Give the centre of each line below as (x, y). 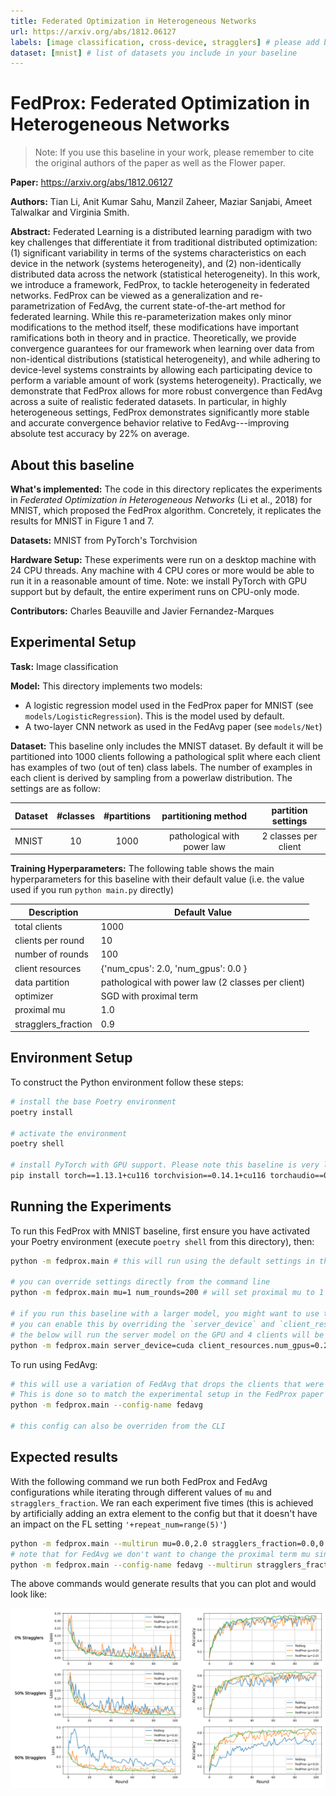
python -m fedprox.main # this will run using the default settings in (162, 1261)
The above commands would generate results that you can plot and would (163, 1584)
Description (53, 912)
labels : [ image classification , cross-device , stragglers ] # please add (165, 42)
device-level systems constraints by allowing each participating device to (161, 370)
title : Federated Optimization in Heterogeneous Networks (133, 21)
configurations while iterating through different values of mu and (141, 1492)
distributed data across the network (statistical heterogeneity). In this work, (165, 274)
